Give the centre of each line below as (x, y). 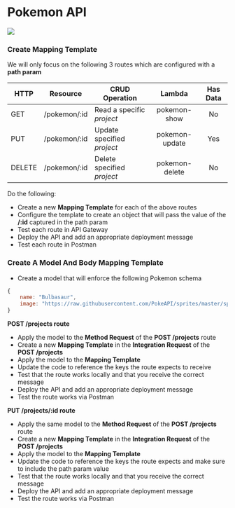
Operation (120, 98)
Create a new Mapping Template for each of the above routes (107, 207)
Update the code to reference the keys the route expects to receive (114, 367)
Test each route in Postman (57, 245)
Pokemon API (47, 12)
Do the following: (32, 194)
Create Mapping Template (52, 49)
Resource (66, 94)
